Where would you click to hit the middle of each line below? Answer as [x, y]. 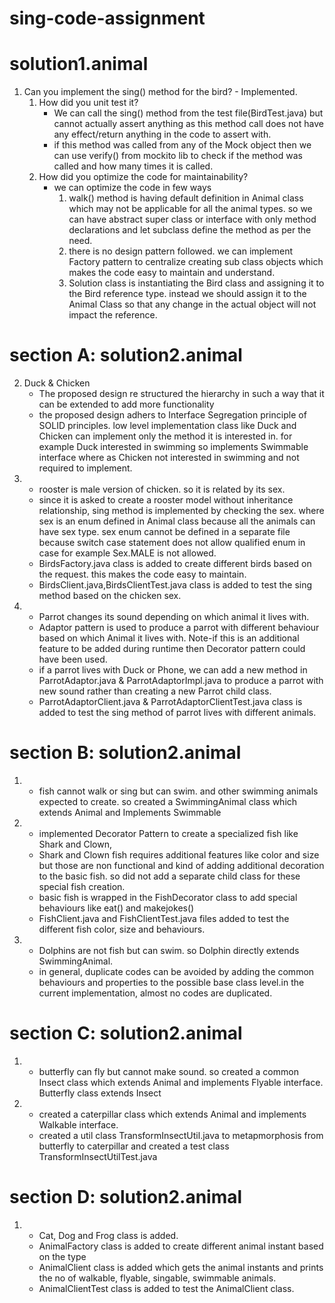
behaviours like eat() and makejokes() [116, 908]
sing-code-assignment [107, 18]
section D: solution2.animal [126, 1197]
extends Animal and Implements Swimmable [130, 812]
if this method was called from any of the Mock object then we [182, 145]
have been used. [73, 659]
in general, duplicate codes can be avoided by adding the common [176, 971]
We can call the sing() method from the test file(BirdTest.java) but [188, 113]
